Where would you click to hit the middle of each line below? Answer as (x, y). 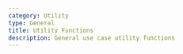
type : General (32, 23)
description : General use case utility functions (92, 38)
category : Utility (38, 15)
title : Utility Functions (51, 30)
